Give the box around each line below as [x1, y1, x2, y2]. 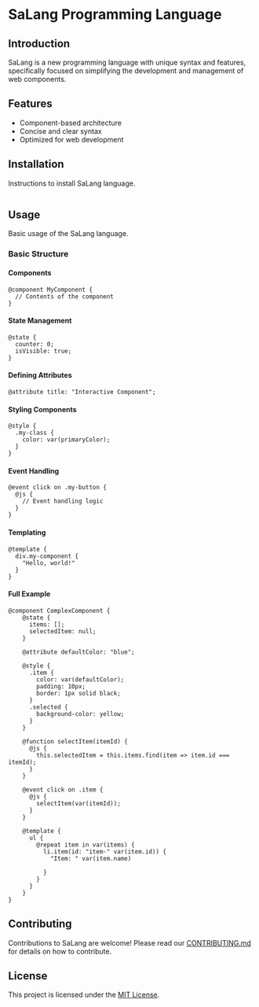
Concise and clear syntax [19, 126, 102, 135]
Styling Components [8, 404, 77, 414]
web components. [8, 75, 67, 83]
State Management [8, 316, 72, 326]
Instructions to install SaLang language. [8, 179, 136, 188]
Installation [8, 157, 64, 171]
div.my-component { [15, 552, 79, 560]
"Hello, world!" [22, 559, 76, 567]
